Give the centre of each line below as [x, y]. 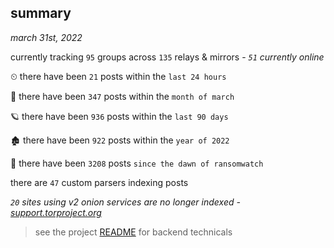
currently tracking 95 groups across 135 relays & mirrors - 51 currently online [167, 57]
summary [41, 13]
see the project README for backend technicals [133, 232]
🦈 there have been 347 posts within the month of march [122, 96]
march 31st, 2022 [46, 37]
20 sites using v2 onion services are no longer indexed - [125, 202]
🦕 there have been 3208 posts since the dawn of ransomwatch [137, 163]
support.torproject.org [56, 212]
